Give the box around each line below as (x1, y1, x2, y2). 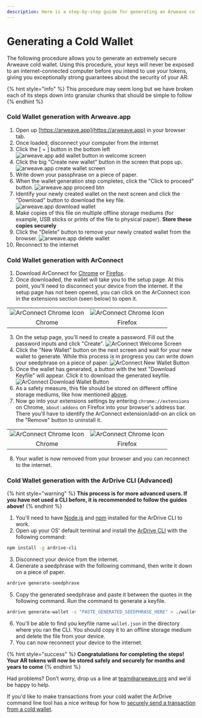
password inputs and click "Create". (15, 340, 104, 348)
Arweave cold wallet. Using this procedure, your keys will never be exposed (7, 61, 194, 68)
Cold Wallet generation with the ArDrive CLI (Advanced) (7, 476, 173, 485)
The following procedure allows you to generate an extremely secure (7, 55, 177, 62)
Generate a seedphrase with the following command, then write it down (15, 562, 192, 569)
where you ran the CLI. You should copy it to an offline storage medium (15, 626, 192, 633)
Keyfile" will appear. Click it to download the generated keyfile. (15, 372, 171, 379)
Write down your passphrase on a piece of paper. (15, 171, 138, 178)
